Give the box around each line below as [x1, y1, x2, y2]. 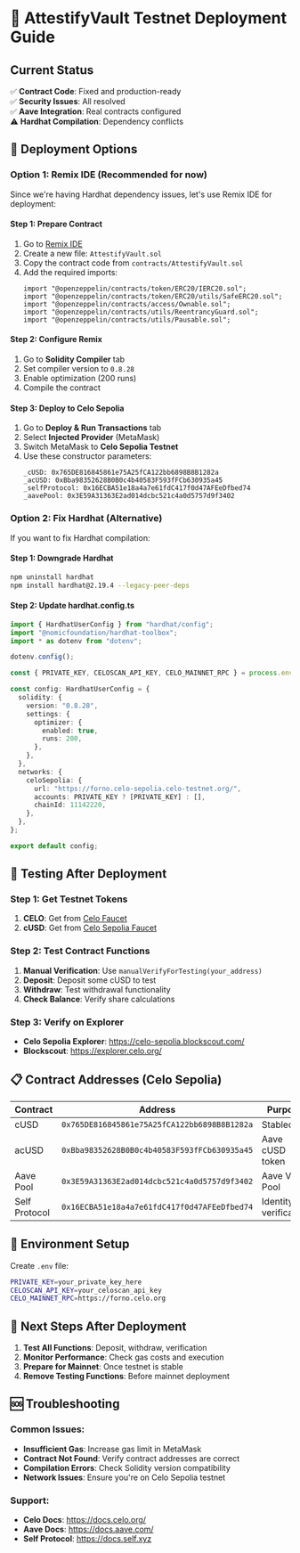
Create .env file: [10, 1260, 69, 1271]
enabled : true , [42, 726, 99, 735]
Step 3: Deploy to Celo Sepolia [10, 403, 125, 413]
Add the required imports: [22, 266, 118, 277]
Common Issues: [10, 1423, 85, 1435]
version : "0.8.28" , [26, 701, 99, 710]
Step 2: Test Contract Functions [10, 944, 150, 957]
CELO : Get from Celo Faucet [22, 913, 127, 924]
